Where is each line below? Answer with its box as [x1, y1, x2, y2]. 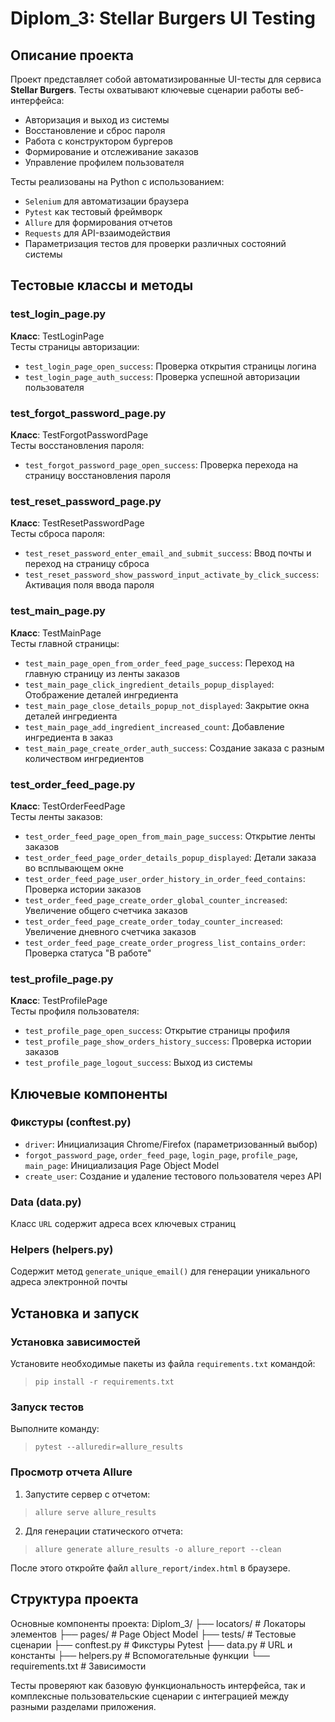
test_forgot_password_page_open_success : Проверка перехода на [24, 458, 299, 471]
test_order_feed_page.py [10, 777, 136, 791]
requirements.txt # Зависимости [10, 1660, 147, 1672]
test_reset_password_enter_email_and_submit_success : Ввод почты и [24, 547, 312, 559]
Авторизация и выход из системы [24, 114, 170, 126]
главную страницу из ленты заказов [24, 667, 180, 679]
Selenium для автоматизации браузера [24, 195, 190, 207]
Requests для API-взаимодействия [24, 227, 171, 239]
